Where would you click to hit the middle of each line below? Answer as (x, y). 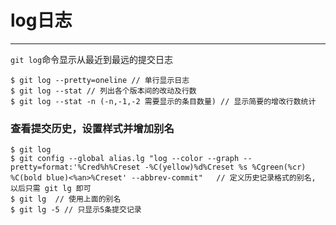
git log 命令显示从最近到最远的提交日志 (92, 59)
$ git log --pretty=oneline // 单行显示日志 (100, 80)
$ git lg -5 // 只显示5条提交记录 (76, 210)
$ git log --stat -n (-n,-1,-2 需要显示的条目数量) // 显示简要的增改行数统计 (163, 101)
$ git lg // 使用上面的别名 (66, 199)
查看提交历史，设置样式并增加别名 (92, 128)
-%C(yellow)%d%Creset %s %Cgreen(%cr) (225, 167)
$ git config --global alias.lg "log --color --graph (125, 159)
